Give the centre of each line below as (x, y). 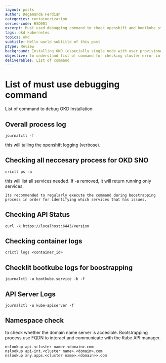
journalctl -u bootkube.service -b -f (45, 279)
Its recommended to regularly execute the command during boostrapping (80, 195)
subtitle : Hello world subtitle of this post (53, 42)
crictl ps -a (19, 172)
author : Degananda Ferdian (33, 14)
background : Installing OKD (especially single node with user (72, 51)
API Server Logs (30, 294)
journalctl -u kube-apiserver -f (40, 306)
